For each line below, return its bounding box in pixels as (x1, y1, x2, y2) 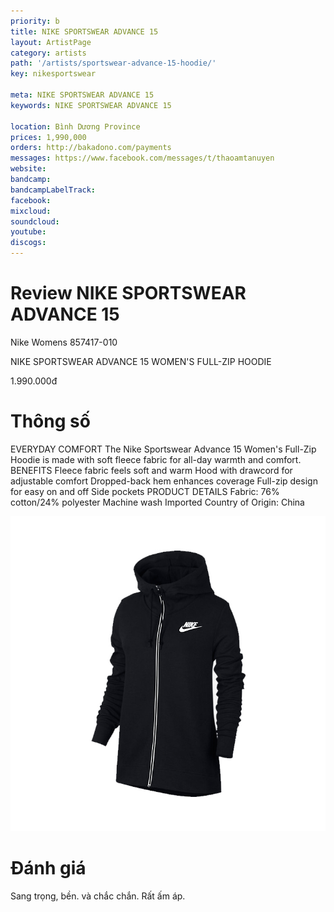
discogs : (10, 238, 47, 248)
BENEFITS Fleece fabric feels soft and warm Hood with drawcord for (10, 464, 293, 476)
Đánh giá (10, 857, 87, 880)
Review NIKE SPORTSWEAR (10, 282, 247, 305)
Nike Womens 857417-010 (10, 336, 118, 348)
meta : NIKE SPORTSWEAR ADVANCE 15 (10, 90, 155, 100)
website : (10, 164, 47, 174)
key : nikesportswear (10, 69, 97, 79)
